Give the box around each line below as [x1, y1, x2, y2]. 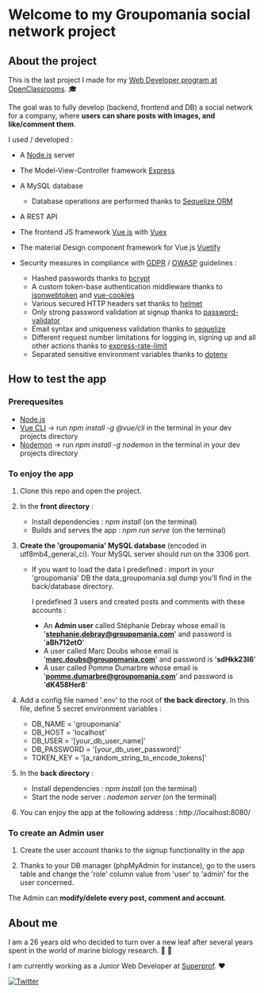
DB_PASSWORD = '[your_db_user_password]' [31, 744, 182, 754]
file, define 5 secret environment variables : [19, 704, 163, 713]
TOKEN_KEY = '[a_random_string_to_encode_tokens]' [31, 753, 208, 762]
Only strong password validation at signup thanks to [31, 308, 202, 316]
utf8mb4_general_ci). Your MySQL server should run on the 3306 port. [19, 549, 251, 558]
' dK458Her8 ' [43, 680, 88, 689]
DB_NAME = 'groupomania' [31, 719, 121, 728]
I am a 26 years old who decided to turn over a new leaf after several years [8, 937, 254, 947]
